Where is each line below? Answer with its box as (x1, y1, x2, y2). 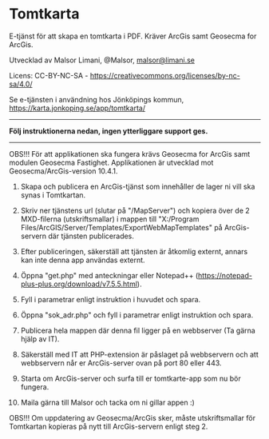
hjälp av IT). (20, 333, 60, 344)
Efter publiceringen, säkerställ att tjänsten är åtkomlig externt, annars (20, 246, 248, 256)
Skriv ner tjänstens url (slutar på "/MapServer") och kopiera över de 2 (20, 206, 250, 215)
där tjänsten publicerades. (48, 231, 135, 241)
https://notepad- (197, 270, 252, 280)
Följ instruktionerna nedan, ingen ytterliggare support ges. (9, 126, 208, 136)
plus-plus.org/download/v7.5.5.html (20, 279, 138, 289)
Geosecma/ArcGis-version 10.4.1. (9, 166, 118, 176)
